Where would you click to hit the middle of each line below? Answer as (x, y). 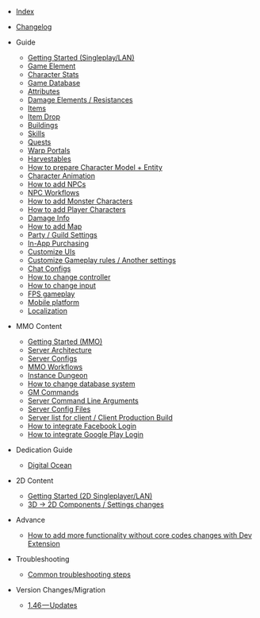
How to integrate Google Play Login (86, 435)
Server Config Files (59, 409)
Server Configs (52, 358)
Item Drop (44, 117)
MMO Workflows (55, 367)
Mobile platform (54, 302)
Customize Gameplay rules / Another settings (102, 260)
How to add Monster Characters (80, 201)
